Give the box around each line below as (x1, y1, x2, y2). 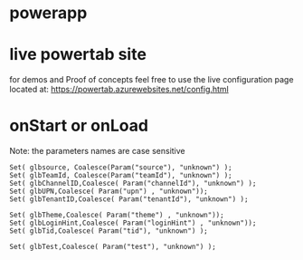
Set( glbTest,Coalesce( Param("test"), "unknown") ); (9, 243, 217, 252)
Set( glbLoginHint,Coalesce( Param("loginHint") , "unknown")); (9, 218, 257, 228)
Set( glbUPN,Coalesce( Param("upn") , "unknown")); (9, 187, 208, 197)
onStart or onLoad (9, 116, 149, 136)
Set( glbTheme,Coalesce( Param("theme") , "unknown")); (9, 211, 224, 220)
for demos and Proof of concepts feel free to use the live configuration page (9, 74, 294, 85)
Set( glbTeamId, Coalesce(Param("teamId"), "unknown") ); (9, 171, 232, 180)
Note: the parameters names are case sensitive (9, 146, 185, 157)
